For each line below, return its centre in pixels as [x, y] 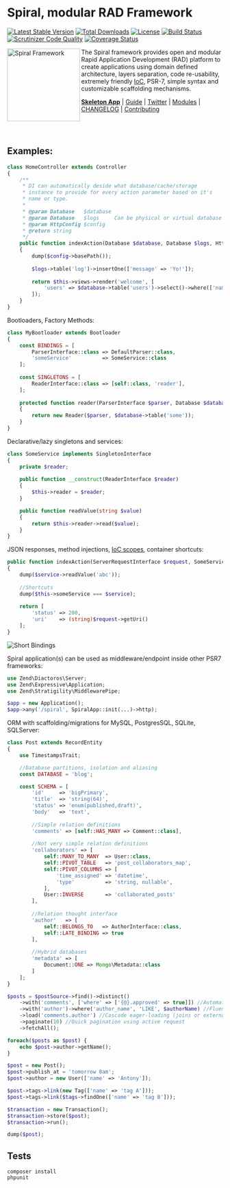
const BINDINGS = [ [47, 345]
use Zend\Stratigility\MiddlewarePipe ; [64, 691]
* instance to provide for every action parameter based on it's [117, 193]
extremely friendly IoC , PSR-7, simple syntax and [150, 81]
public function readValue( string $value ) [81, 511]
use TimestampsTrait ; [50, 755]
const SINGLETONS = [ [50, 378]
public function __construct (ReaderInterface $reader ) [99, 480]
